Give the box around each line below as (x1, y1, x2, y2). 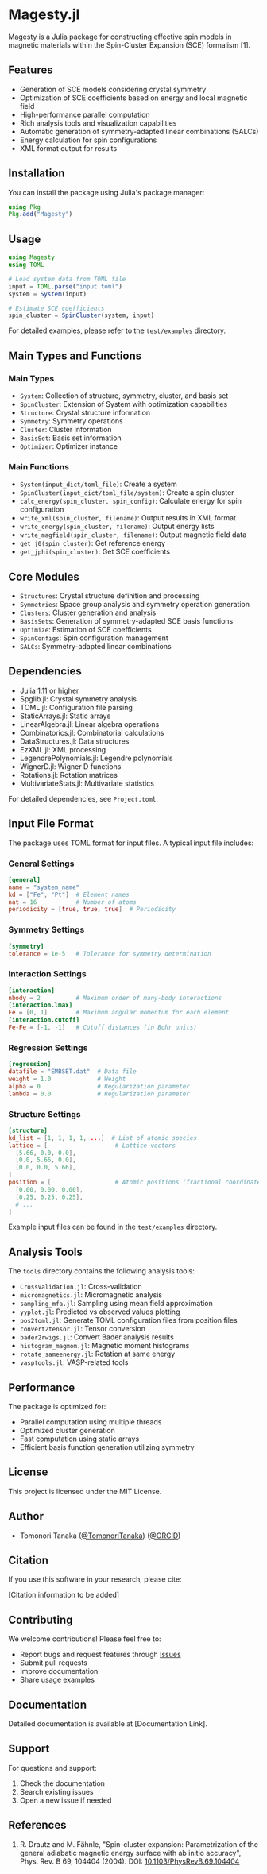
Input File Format (8, 817, 94, 831)
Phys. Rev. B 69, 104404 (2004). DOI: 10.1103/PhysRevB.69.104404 (19, 1857, 240, 1866)
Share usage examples (19, 1675, 95, 1685)
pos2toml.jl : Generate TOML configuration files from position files (19, 1316, 238, 1325)
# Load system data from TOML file (8, 275, 126, 283)
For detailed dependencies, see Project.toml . (8, 794, 159, 803)
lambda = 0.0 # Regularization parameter (8, 1090, 191, 1098)
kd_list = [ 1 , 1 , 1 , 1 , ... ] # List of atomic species (8, 1134, 197, 1142)
